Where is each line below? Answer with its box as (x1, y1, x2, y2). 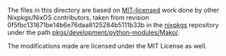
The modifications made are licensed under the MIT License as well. (7, 42, 208, 50)
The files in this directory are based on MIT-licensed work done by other (7, 6, 220, 14)
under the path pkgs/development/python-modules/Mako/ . (7, 28, 180, 36)
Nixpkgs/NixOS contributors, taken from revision (7, 13, 149, 22)
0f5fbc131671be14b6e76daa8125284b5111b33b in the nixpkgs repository (7, 21, 219, 29)
